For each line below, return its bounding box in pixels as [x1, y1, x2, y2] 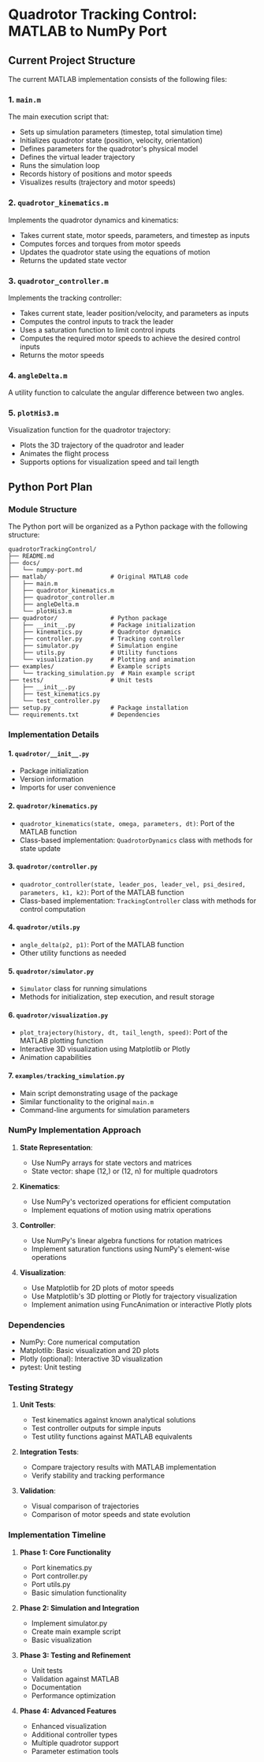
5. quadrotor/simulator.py [8, 966, 95, 976]
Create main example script [31, 1626, 121, 1636]
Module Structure [8, 504, 77, 515]
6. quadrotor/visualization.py [8, 1010, 109, 1020]
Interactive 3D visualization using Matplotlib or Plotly [19, 1044, 191, 1054]
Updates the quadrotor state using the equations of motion [19, 247, 210, 257]
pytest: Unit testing [19, 1362, 82, 1372]
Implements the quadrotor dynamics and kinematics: [8, 215, 179, 225]
